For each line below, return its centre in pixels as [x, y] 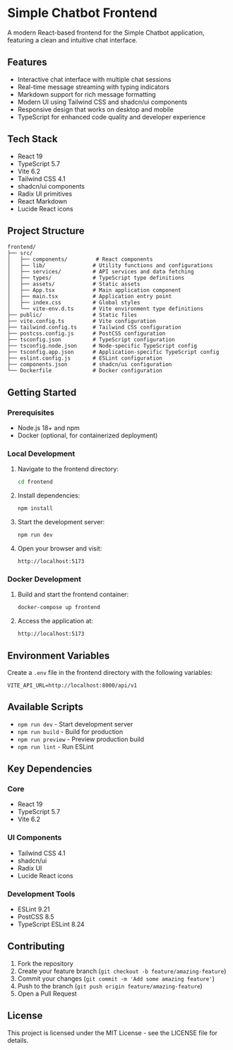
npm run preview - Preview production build [81, 739]
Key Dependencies [50, 769]
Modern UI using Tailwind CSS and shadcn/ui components [102, 102]
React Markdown [42, 201]
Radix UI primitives [45, 194]
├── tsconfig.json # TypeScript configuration [91, 340]
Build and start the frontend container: [73, 594]
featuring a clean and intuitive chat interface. [72, 40]
